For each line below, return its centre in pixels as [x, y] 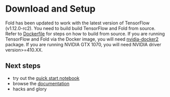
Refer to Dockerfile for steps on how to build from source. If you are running [85, 34]
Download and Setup [51, 9]
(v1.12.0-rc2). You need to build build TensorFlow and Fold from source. [80, 28]
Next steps [23, 66]
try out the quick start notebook [46, 78]
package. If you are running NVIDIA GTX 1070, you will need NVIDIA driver [83, 44]
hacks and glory [30, 89]
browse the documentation [41, 83]
